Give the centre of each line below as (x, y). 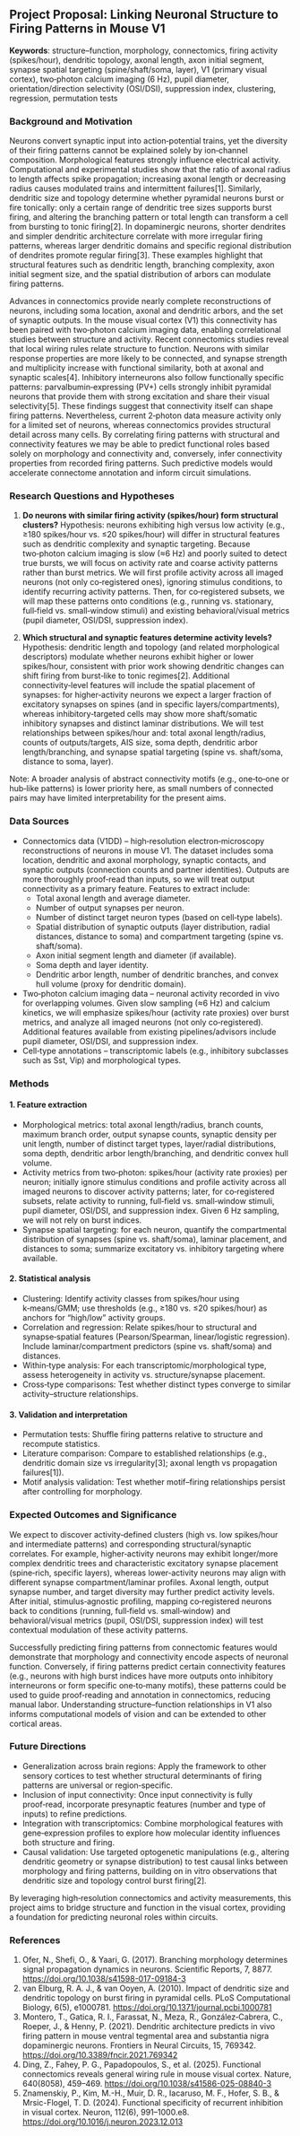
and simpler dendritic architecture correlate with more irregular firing (136, 236)
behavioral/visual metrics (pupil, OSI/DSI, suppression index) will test (137, 1620)
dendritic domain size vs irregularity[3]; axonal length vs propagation (150, 1463)
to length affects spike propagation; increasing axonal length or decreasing (148, 179)
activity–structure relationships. (80, 1394)
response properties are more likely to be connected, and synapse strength (149, 359)
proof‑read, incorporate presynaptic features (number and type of (144, 1804)
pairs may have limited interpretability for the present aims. (118, 798)
